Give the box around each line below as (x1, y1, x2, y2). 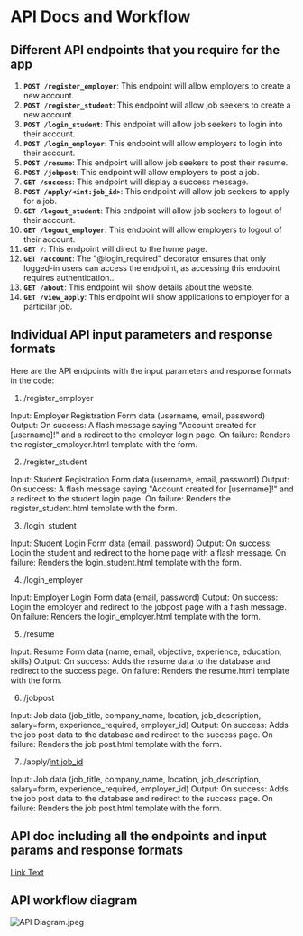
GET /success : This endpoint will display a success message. (23, 176, 249, 187)
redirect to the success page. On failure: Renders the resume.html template (10, 665, 290, 676)
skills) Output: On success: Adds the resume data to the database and (10, 655, 271, 666)
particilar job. (23, 301, 73, 312)
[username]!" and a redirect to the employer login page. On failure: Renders (10, 429, 291, 440)
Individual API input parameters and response (10, 327, 273, 342)
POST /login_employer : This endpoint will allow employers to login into (23, 138, 283, 148)
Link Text (10, 866, 44, 877)
